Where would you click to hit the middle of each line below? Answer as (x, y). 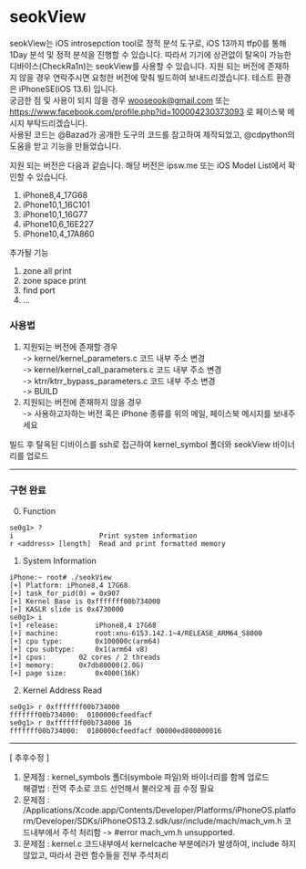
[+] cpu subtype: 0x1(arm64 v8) (79, 649)
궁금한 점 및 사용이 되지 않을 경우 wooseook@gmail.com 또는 (120, 100)
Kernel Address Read (62, 690)
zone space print (54, 280)
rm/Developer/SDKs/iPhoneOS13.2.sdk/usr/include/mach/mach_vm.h (152, 821)
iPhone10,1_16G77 (55, 214)
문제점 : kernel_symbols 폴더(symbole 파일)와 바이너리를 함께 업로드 (146, 777)
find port (39, 290)
